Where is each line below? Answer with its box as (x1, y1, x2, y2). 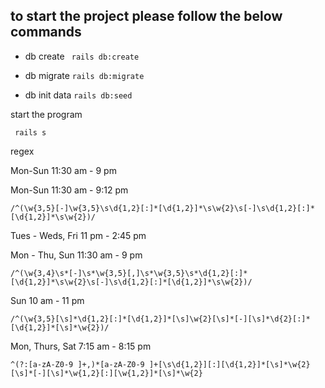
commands (10, 24, 82, 41)
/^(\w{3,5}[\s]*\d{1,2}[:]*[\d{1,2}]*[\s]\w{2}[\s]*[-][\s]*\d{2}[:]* (10, 314, 311, 324)
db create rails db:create (24, 50, 140, 62)
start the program (10, 108, 83, 120)
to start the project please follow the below (10, 8, 283, 25)
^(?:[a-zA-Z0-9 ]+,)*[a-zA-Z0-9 (10, 359, 145, 369)
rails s (14, 127, 47, 138)
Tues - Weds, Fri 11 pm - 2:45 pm (10, 229, 147, 241)
